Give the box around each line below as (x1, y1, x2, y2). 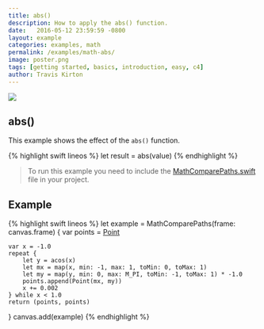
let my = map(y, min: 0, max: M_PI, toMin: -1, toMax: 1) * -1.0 (22, 270, 243, 278)
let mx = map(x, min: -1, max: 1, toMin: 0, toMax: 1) (22, 263, 208, 272)
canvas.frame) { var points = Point (8, 228, 121, 237)
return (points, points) (8, 298, 90, 306)
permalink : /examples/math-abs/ (8, 48, 115, 56)
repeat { (8, 250, 37, 258)
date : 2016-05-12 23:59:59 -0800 (8, 26, 126, 34)
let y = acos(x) (22, 257, 77, 265)
